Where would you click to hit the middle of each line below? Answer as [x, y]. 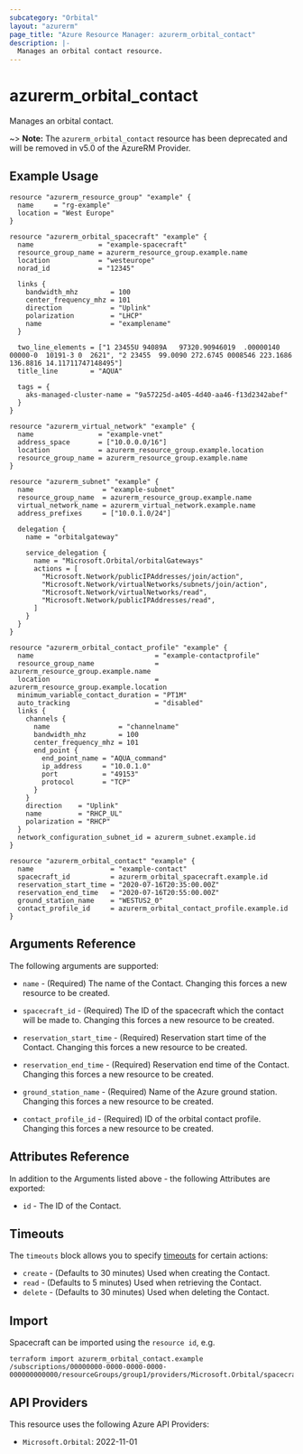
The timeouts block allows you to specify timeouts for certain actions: [139, 1255]
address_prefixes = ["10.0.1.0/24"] [94, 513]
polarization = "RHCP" [68, 821]
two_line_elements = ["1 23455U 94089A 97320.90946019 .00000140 [149, 347]
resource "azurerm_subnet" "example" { [84, 481]
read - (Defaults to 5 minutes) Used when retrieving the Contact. [142, 1282]
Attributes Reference [69, 1157]
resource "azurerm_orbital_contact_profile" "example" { [119, 648]
